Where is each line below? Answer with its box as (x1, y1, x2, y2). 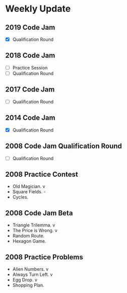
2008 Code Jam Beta (5, 208, 73, 217)
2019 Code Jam (5, 23, 55, 32)
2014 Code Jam (5, 114, 55, 122)
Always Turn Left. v (12, 271, 53, 277)
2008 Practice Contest (5, 170, 78, 179)
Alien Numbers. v (12, 266, 49, 272)
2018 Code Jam (5, 51, 55, 60)
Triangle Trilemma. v (12, 222, 55, 228)
